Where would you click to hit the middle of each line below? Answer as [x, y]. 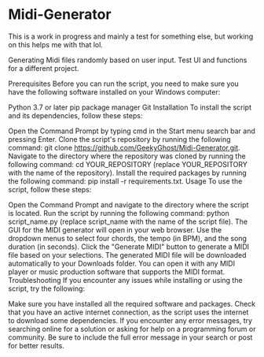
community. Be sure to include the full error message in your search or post [130, 337]
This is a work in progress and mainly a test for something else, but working [131, 36]
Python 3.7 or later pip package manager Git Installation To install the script [130, 107]
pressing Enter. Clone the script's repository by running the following [119, 139]
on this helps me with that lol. [56, 44]
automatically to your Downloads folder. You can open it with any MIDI [122, 263]
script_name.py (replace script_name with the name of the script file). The [128, 221]
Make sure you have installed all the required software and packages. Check [132, 303]
